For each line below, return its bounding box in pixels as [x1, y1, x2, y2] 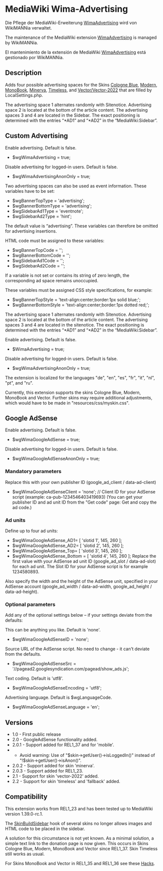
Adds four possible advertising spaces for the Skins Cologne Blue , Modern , [5, 82, 158, 88]
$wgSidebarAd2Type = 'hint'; [12, 213, 72, 219]
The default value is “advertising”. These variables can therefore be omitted [5, 223, 158, 229]
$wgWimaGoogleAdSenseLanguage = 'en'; [12, 704, 100, 710]
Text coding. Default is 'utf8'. [5, 675, 64, 682]
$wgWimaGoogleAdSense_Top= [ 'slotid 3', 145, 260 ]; [12, 547, 123, 554]
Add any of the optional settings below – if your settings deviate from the [5, 612, 152, 618]
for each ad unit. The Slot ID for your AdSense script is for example [12, 563, 148, 569]
